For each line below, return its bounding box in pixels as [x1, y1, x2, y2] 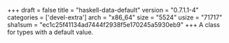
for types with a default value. [7, 28, 94, 36]
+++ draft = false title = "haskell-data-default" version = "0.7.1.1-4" [7, 6, 200, 14]
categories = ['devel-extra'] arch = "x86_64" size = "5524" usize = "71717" [7, 13, 223, 21]
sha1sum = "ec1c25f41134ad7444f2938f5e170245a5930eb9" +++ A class [7, 21, 221, 28]
